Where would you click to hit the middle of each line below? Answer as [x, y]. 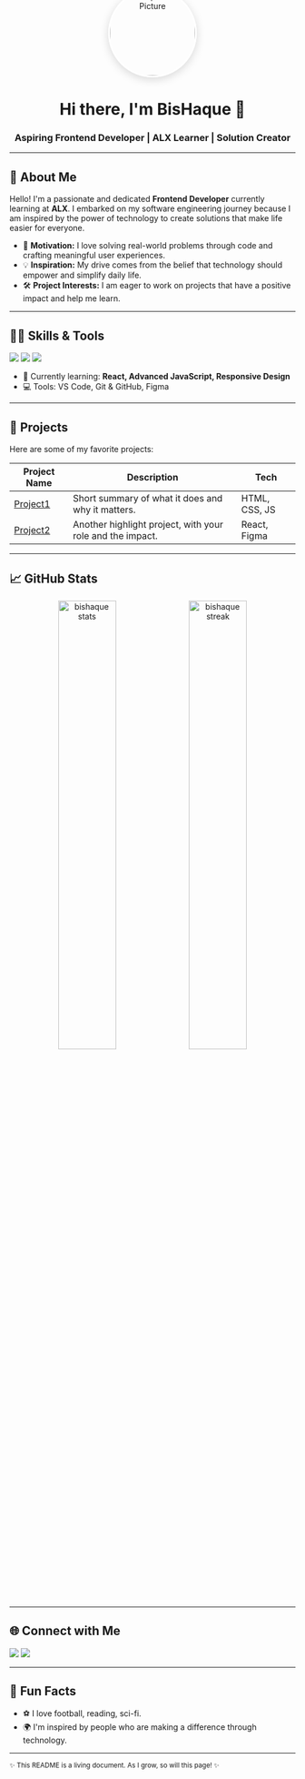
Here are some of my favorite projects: [82, 449]
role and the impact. [115, 535]
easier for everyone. [47, 228]
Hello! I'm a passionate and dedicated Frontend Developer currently [137, 199]
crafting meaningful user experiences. [94, 256]
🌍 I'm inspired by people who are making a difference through [139, 1727]
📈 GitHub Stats [54, 579]
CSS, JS [258, 510]
